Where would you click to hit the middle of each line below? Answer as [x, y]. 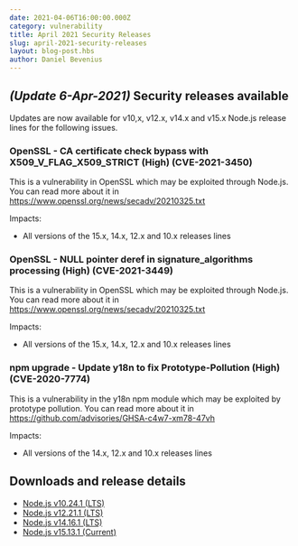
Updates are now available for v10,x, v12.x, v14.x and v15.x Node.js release [148, 117]
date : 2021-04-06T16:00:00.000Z [70, 18]
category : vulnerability [56, 26]
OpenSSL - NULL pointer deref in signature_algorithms [131, 260]
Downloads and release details [98, 481]
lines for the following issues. [64, 127]
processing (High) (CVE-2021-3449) [91, 271]
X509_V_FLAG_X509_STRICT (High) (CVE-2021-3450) [131, 162]
